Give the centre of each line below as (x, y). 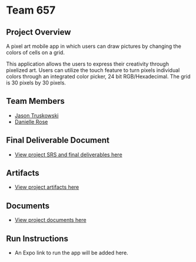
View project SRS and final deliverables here (68, 155)
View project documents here (50, 220)
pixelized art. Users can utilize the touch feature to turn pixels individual (93, 70)
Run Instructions (37, 239)
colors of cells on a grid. (35, 53)
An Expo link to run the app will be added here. (71, 253)
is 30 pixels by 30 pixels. (36, 83)
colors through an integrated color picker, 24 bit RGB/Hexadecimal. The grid (98, 76)
